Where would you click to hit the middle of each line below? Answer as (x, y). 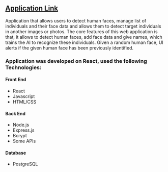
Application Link (32, 8)
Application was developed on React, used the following (76, 61)
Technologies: (23, 67)
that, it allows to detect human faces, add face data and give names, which (84, 37)
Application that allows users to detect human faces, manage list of (76, 20)
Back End (16, 113)
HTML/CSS (24, 102)
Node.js (21, 125)
